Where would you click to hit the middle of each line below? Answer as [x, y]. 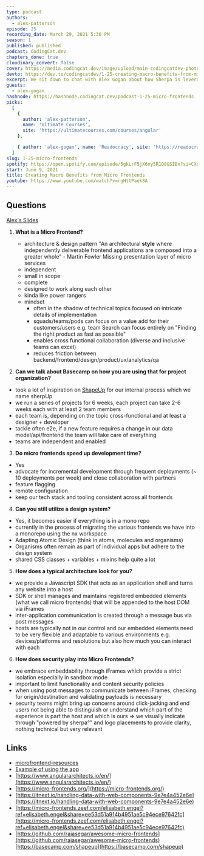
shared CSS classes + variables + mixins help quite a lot [85, 559]
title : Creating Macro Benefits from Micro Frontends [76, 175]
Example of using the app [47, 769]
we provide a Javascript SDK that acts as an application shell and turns [104, 583]
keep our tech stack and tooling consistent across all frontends [94, 497]
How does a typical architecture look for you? [73, 571]
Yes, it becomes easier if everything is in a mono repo [82, 520]
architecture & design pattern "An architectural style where [98, 243]
